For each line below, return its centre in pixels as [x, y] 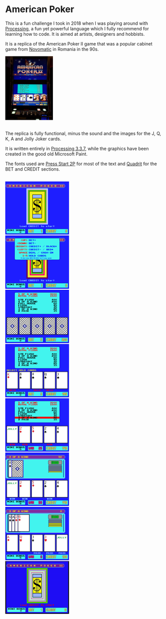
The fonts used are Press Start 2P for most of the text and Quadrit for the [81, 164]
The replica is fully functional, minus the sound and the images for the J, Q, [83, 133]
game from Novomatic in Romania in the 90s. [52, 49]
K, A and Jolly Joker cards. [33, 139]
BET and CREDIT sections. [33, 169]
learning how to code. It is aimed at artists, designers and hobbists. [75, 34]
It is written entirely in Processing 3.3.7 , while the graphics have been [77, 148]
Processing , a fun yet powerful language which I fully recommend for [77, 28]
